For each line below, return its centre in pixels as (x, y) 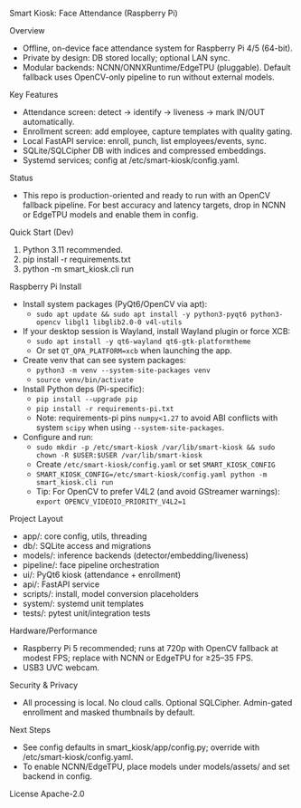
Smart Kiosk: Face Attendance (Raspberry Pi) (94, 13)
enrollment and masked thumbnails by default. (109, 712)
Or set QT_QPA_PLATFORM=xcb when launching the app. (134, 351)
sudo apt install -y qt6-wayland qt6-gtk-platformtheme (143, 341)
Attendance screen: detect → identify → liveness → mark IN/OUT (143, 112)
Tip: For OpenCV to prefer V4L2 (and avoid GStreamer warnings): (158, 491)
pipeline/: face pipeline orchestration (91, 565)
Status (21, 178)
